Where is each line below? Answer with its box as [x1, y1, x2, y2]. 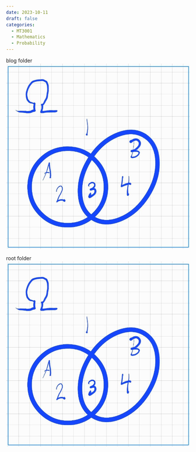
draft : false [6, 15, 38, 22]
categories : [6, 22, 35, 27]
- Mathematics [11, 34, 45, 40]
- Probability [11, 40, 45, 46]
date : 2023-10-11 [6, 9, 48, 15]
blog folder [6, 57, 33, 64]
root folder [6, 255, 32, 262]
